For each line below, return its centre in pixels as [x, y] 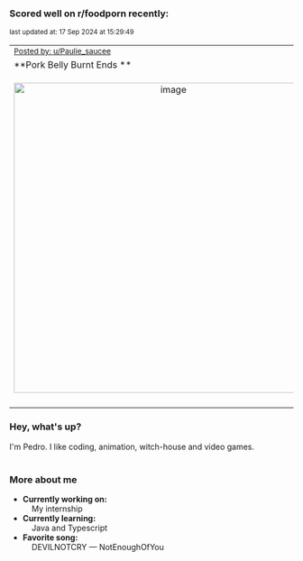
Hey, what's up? [46, 427]
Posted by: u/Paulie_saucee [62, 51]
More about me [43, 479]
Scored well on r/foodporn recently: [89, 14]
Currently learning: [59, 518]
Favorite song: [50, 537]
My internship [57, 509]
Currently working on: [64, 499]
